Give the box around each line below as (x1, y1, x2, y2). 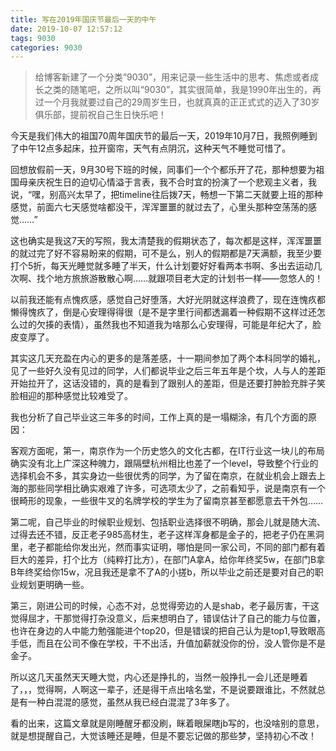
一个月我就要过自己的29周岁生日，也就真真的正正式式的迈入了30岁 (43, 96, 320, 108)
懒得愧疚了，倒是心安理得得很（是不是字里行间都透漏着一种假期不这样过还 (10, 306, 317, 318)
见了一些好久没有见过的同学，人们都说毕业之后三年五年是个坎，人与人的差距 (10, 365, 326, 377)
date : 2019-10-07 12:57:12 (10, 24, 123, 34)
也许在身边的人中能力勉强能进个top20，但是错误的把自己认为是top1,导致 (10, 625, 308, 637)
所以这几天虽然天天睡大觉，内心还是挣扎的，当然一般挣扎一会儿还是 (10, 671, 291, 683)
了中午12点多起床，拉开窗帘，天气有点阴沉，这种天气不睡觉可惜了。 (10, 142, 292, 155)
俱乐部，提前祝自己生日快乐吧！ (34, 109, 167, 121)
